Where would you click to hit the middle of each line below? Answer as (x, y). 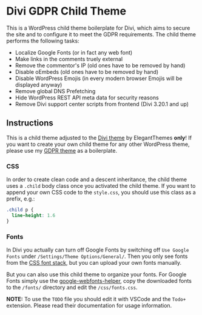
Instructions (30, 123)
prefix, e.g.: (21, 199)
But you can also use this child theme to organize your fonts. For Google (96, 274)
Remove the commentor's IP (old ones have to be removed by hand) (100, 65)
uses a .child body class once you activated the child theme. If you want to (101, 186)
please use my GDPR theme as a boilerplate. (62, 150)
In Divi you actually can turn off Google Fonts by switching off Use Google (98, 250)
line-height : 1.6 (34, 215)
